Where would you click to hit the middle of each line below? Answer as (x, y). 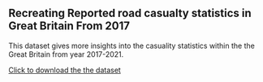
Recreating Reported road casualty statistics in (130, 13)
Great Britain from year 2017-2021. (66, 54)
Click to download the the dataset (65, 70)
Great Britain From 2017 (69, 26)
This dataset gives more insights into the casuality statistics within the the (132, 45)
